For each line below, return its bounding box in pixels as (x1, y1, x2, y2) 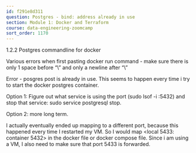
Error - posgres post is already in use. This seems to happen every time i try (6, 76, 190, 83)
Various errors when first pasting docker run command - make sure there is (6, 58, 189, 65)
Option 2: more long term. (6, 111, 69, 118)
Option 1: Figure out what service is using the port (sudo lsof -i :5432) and (6, 93, 185, 100)
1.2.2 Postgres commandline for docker (6, 46, 101, 53)
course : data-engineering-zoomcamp (6, 25, 93, 31)
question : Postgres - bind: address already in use (6, 14, 135, 20)
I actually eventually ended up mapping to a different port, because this (6, 122, 179, 129)
